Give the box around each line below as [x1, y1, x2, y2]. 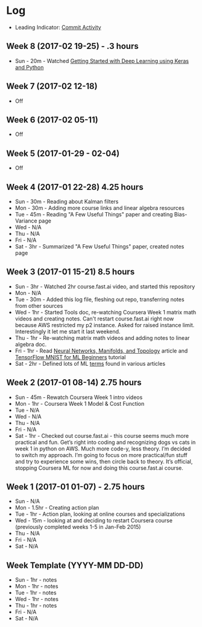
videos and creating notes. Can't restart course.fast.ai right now [14, 315, 174, 322]
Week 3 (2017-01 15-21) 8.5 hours [6, 267, 135, 277]
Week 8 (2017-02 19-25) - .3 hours [6, 41, 139, 51]
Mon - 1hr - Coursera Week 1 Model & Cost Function [14, 400, 145, 407]
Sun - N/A [14, 498, 40, 505]
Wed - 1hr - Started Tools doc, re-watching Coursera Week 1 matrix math [14, 308, 197, 316]
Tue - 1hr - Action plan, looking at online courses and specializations [14, 510, 185, 518]
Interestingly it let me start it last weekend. [14, 328, 121, 335]
